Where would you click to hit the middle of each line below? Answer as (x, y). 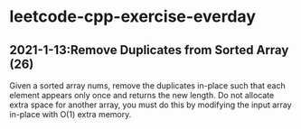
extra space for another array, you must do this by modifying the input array (150, 105)
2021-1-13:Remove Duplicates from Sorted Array (149, 50)
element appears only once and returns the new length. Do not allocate (142, 95)
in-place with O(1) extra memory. (71, 114)
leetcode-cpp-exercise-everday (132, 17)
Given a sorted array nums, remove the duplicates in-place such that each (148, 86)
